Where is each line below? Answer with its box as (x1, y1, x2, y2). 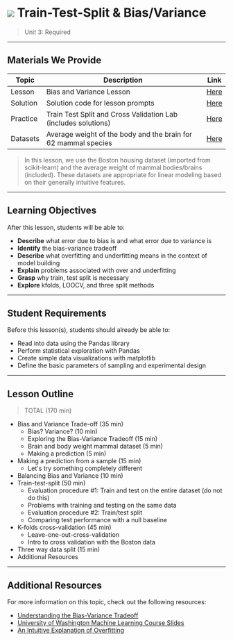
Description (103, 75, 144, 85)
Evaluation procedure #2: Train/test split (27, 508, 143, 517)
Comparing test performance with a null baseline (27, 516, 168, 524)
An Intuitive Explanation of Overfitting (17, 626, 125, 634)
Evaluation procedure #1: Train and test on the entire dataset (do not (27, 486, 223, 494)
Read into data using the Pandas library (17, 339, 130, 348)
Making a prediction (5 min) (27, 449, 107, 458)
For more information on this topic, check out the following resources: (7, 598, 207, 606)
